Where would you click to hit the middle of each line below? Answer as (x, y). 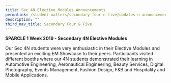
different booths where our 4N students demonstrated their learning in (79, 59)
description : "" (22, 19)
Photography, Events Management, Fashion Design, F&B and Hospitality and (85, 70)
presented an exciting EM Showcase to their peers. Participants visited (79, 54)
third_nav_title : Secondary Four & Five (49, 24)
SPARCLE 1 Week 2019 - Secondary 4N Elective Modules (66, 38)
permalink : (17, 15)
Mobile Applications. (27, 75)
